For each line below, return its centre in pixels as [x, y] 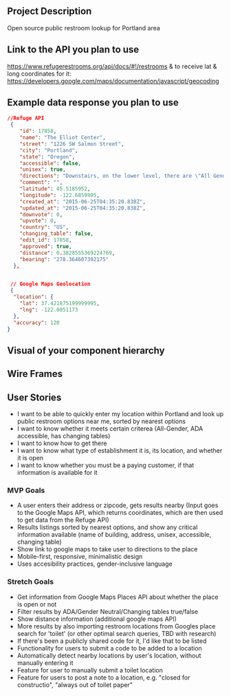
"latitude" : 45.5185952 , [55, 189]
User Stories [34, 397]
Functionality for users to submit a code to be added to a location [110, 648]
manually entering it [45, 663]
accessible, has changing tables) [64, 436]
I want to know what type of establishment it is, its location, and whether [120, 451]
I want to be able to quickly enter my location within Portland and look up [120, 414]
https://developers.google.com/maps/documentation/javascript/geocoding [113, 81]
